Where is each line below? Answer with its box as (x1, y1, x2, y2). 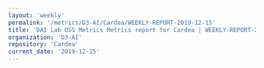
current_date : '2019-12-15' (8, 48, 101, 55)
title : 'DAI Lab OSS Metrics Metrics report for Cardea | (8, 26, 202, 34)
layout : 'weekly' (8, 11, 65, 20)
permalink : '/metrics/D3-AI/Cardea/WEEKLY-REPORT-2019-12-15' (8, 19, 216, 27)
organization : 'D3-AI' (8, 33, 82, 41)
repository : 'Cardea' (8, 41, 79, 48)
